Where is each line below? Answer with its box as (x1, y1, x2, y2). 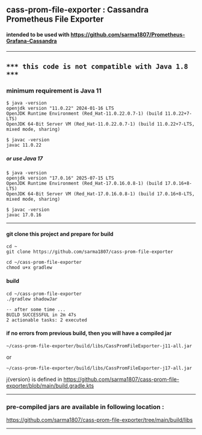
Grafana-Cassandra (6, 37, 57, 44)
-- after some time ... (6, 306, 66, 312)
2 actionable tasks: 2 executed (6, 317, 87, 323)
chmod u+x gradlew (6, 264, 52, 271)
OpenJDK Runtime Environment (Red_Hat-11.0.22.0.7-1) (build (6, 111, 163, 117)
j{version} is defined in (6, 376, 63, 383)
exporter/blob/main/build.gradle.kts (6, 382, 94, 389)
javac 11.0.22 (6, 142, 42, 148)
